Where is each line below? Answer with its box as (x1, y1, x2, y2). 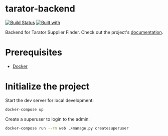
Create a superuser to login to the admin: (5, 116, 90, 122)
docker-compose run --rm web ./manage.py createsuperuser (5, 125, 129, 130)
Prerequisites (5, 47, 63, 58)
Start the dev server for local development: (5, 97, 94, 103)
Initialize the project (5, 81, 90, 92)
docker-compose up (5, 107, 44, 112)
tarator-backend (5, 3, 75, 14)
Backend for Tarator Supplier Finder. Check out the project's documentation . (5, 29, 163, 35)
